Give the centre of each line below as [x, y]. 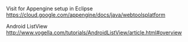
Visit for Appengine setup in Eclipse [50, 9]
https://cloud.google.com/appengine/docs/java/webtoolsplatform [86, 15]
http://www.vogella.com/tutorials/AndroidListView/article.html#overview [94, 33]
